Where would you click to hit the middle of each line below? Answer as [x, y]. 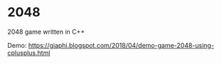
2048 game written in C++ [46, 32]
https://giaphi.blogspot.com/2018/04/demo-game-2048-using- [121, 45]
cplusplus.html [29, 53]
